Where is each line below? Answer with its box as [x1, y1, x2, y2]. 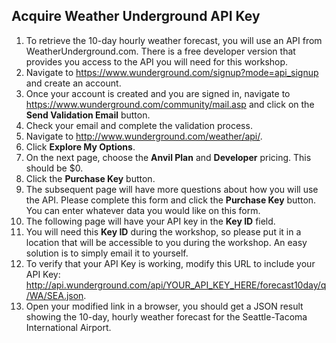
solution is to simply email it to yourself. [25, 247, 189, 259]
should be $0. [25, 162, 84, 174]
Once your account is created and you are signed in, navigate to [25, 87, 291, 99]
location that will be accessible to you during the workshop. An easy [25, 236, 308, 248]
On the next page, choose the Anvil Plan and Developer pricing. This [25, 151, 312, 163]
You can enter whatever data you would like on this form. [25, 204, 261, 216]
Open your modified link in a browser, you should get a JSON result [25, 300, 304, 312]
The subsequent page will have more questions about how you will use [25, 183, 319, 195]
